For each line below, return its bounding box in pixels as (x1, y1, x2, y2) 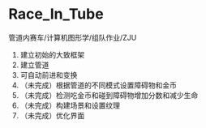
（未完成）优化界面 (19, 110, 85, 120)
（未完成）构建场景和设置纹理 (19, 100, 120, 110)
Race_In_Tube (8, 5, 104, 23)
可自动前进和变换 (19, 70, 78, 79)
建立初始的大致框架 (19, 49, 85, 59)
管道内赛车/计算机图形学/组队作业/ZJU (8, 32, 137, 42)
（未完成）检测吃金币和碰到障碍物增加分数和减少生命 (19, 90, 199, 100)
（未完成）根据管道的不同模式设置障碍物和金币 (19, 80, 177, 90)
